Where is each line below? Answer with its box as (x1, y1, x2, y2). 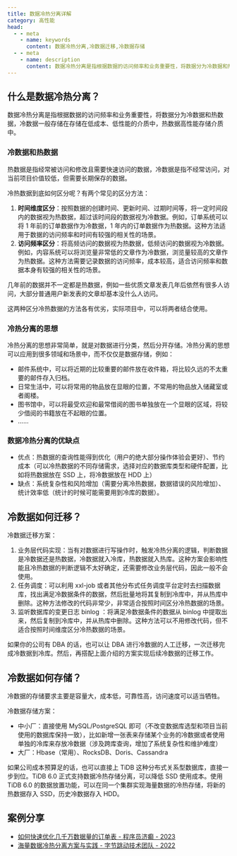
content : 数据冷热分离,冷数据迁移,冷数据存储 (25, 43, 145, 50)
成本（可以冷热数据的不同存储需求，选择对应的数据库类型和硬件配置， (17, 462, 222, 470)
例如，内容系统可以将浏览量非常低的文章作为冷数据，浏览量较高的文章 (17, 247, 222, 256)
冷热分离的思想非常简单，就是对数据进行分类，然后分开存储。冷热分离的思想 (7, 341, 230, 350)
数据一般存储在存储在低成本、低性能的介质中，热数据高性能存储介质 (25, 119, 224, 128)
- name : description (20, 56, 80, 63)
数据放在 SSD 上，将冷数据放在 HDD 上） (36, 470, 157, 479)
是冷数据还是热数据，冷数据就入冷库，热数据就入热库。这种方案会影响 (17, 555, 222, 563)
